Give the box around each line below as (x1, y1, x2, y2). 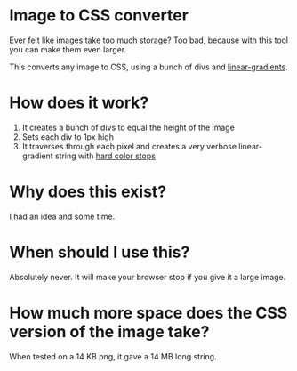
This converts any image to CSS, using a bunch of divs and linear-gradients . (9, 61, 289, 72)
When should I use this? (9, 242, 190, 262)
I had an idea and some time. (9, 211, 116, 222)
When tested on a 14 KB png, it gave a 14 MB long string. (9, 351, 217, 361)
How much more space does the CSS (9, 302, 288, 323)
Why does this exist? (9, 181, 167, 202)
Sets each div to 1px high (21, 131, 114, 142)
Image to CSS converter (9, 5, 189, 26)
